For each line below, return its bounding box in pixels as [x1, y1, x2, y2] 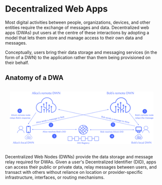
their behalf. [5, 60, 29, 65]
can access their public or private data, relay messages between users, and [5, 164, 157, 170]
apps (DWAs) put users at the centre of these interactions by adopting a [5, 30, 149, 35]
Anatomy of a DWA [5, 74, 64, 82]
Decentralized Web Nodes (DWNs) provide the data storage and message [5, 154, 153, 160]
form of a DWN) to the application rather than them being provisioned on [5, 54, 151, 60]
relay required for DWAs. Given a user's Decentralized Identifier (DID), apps [5, 159, 157, 165]
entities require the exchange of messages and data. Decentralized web [5, 24, 149, 30]
